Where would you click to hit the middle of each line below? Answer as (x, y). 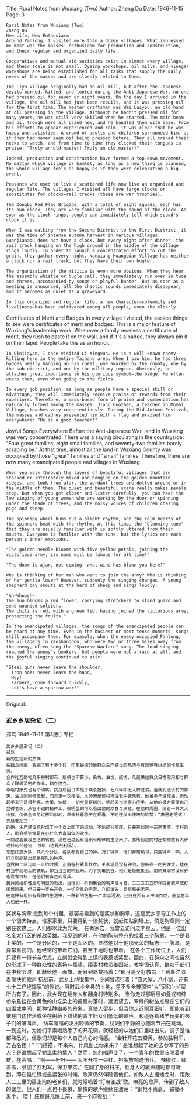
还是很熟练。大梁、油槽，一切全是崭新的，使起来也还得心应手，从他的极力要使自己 (104, 802)
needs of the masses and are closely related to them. (74, 77)
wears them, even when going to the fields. (61, 379)
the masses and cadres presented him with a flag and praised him (88, 415)
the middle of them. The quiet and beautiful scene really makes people (96, 488)
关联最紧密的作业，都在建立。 (41, 784)
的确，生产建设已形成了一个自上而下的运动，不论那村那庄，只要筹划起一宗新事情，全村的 (97, 828)
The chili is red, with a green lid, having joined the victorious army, (98, 611)
